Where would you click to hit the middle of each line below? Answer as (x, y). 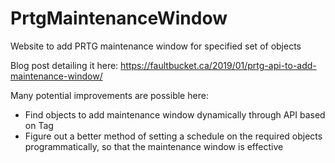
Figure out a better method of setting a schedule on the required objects (173, 136)
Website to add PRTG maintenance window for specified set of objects (156, 46)
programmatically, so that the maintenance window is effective (154, 146)
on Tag (39, 125)
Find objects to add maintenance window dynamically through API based (175, 114)
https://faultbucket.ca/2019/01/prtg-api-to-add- (218, 65)
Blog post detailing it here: (64, 65)
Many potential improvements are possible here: (109, 95)
